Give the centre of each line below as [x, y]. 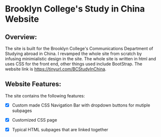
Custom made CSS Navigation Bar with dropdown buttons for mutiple [81, 105]
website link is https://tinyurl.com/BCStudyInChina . [56, 69]
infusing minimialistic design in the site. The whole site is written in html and [80, 59]
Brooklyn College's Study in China [75, 9]
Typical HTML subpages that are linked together [60, 129]
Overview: [21, 37]
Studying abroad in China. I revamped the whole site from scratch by [73, 54]
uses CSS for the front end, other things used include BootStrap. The [74, 64]
